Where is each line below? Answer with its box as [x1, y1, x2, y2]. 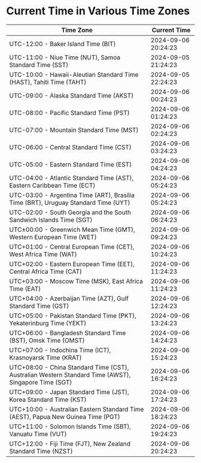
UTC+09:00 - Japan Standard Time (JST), [9, 388, 130, 396]
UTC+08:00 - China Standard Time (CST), [9, 363, 129, 371]
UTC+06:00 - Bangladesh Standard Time [9, 328, 126, 337]
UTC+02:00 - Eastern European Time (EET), [9, 259, 135, 268]
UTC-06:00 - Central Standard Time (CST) [9, 143, 132, 151]
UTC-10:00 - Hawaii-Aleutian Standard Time [9, 70, 139, 78]
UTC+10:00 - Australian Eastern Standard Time [9, 405, 144, 413]
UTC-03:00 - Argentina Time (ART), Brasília [9, 190, 135, 199]
